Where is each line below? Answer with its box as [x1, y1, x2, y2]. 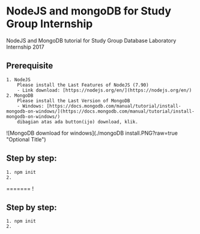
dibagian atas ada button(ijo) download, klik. [17, 119, 138, 125]
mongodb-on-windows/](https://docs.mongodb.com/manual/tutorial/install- [6, 108, 195, 114]
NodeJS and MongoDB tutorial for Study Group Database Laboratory [6, 37, 177, 44]
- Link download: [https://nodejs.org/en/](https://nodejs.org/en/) [17, 87, 192, 93]
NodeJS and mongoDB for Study [6, 4, 172, 18]
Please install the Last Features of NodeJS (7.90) [17, 82, 149, 88]
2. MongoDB [6, 92, 34, 99]
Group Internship [6, 17, 93, 31]
